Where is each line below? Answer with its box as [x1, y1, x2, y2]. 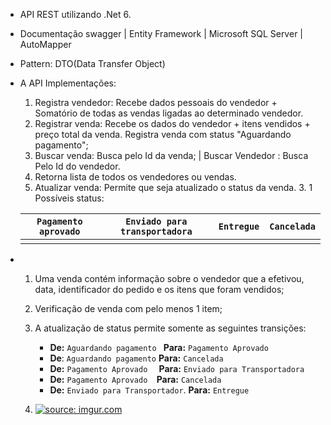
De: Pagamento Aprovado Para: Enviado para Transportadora [49, 363, 305, 374]
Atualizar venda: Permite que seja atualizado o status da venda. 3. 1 [34, 182, 313, 193]
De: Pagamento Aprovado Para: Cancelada [49, 374, 222, 385]
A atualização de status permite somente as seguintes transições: [34, 322, 307, 334]
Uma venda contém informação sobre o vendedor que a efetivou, [34, 273, 305, 284]
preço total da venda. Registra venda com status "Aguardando [34, 129, 292, 140]
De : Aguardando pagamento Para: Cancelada [49, 352, 224, 364]
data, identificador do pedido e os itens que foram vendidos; [34, 284, 285, 295]
